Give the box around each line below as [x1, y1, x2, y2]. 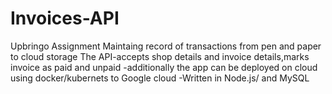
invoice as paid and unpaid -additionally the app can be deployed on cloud [10, 61, 318, 73]
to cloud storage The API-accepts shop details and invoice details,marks [10, 50, 310, 62]
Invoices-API [10, 7, 120, 30]
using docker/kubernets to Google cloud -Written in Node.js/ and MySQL [10, 72, 310, 84]
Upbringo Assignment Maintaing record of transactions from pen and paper [10, 40, 322, 52]
